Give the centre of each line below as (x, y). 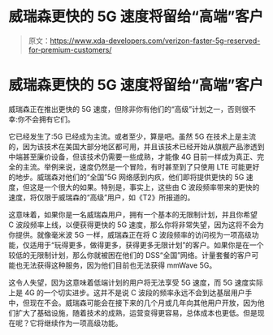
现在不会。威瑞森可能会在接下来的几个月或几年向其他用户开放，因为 (143, 303)
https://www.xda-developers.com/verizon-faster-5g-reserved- (155, 41)
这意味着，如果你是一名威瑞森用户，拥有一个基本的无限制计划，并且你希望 (133, 214)
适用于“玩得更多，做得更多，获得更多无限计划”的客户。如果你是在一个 (147, 245)
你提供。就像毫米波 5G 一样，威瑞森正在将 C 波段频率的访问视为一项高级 (130, 234)
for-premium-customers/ (70, 49)
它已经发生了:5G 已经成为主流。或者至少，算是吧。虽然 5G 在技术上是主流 (132, 136)
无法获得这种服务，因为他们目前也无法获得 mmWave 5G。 (119, 265)
